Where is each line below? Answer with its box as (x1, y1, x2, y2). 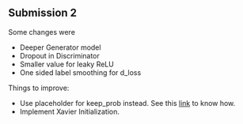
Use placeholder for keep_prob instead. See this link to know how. (19, 98, 236, 107)
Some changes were (8, 27, 75, 36)
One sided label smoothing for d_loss (19, 67, 142, 77)
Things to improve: (8, 83, 70, 92)
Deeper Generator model (19, 43, 101, 52)
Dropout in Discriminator (19, 51, 101, 60)
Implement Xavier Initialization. (19, 107, 120, 116)
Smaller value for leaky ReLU (19, 59, 115, 69)
